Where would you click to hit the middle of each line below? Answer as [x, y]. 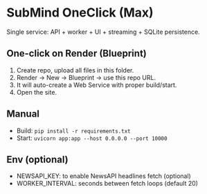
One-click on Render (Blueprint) [76, 54]
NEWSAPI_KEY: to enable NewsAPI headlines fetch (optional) [103, 176]
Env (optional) [37, 159]
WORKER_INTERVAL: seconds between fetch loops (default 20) [107, 184]
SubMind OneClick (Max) [80, 13]
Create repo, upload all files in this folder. [75, 70]
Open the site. [36, 92]
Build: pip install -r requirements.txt [73, 130]
